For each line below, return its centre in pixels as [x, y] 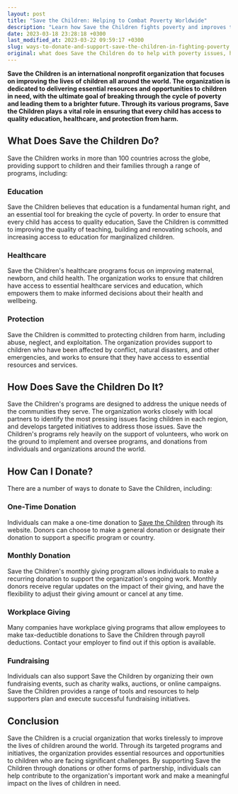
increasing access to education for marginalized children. [91, 237]
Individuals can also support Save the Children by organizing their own [110, 676]
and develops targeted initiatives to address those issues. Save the [105, 426]
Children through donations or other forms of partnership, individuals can [114, 769]
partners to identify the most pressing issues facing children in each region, [118, 419]
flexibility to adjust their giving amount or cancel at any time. [95, 594]
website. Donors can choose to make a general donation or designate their [116, 530]
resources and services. [42, 365]
